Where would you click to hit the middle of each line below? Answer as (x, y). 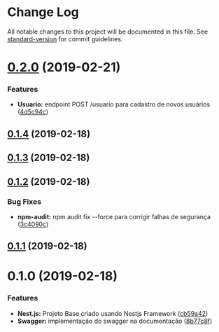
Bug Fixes (24, 202)
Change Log (43, 12)
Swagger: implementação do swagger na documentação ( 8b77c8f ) (115, 321)
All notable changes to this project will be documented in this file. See (108, 32)
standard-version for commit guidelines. (65, 39)
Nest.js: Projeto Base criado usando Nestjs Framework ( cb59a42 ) (113, 313)
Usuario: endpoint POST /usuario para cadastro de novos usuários (114, 104)
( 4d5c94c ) (33, 112)
